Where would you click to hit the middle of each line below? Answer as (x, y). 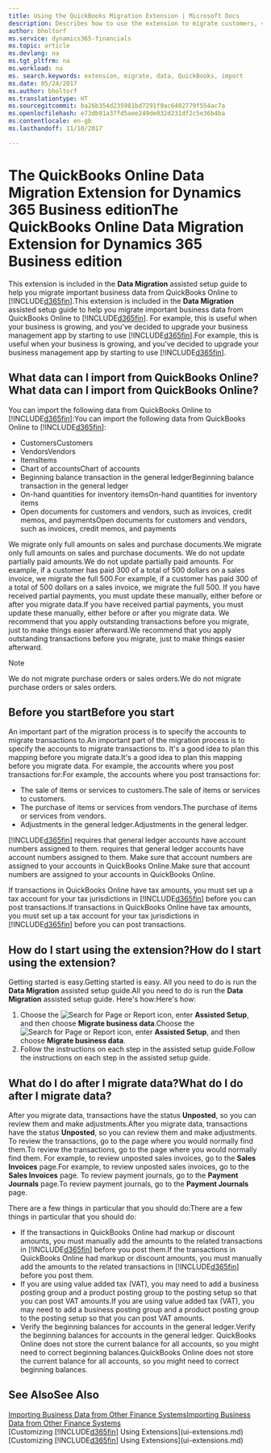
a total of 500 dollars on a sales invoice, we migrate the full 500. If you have (134, 587)
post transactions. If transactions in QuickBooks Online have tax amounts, (130, 907)
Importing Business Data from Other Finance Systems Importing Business (130, 1414)
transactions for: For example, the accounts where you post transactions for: (135, 775)
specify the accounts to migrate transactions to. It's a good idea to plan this (134, 749)
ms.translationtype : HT (48, 99)
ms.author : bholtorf (43, 91)
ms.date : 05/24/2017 (43, 83)
